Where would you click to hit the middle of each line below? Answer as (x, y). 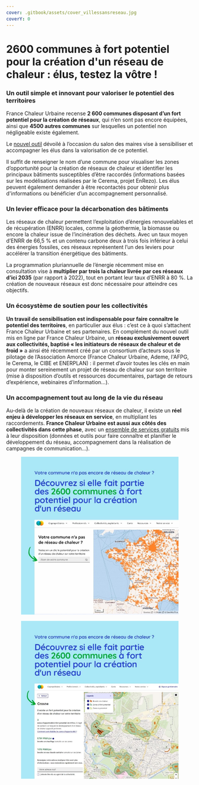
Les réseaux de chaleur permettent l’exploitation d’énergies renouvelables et (99, 222)
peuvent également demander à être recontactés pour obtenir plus (88, 187)
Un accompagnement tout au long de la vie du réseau (85, 397)
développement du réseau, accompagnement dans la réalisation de (89, 442)
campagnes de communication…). (48, 448)
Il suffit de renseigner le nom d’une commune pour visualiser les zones (93, 161)
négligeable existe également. (43, 132)
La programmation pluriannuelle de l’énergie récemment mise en (85, 265)
